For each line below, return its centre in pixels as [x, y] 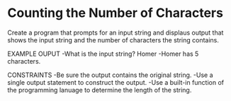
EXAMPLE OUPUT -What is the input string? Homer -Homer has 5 [103, 54]
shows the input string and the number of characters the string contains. [113, 40]
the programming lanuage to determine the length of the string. [100, 90]
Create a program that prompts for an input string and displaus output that [115, 32]
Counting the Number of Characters [115, 13]
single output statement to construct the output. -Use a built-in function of [116, 82]
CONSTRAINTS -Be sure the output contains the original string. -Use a [111, 75]
